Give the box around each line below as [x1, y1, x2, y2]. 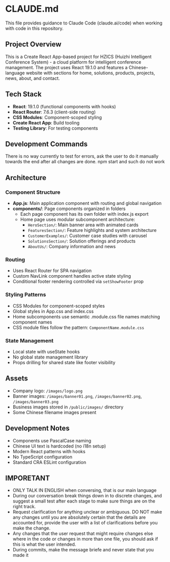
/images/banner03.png [12, 399, 59, 404]
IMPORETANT [5, 474, 50, 482]
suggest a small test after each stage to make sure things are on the [12, 498, 155, 504]
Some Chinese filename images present [12, 409, 97, 415]
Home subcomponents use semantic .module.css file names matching [12, 313, 160, 319]
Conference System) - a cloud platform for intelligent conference [5, 59, 141, 65]
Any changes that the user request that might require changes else [12, 530, 153, 537]
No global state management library [12, 354, 88, 360]
